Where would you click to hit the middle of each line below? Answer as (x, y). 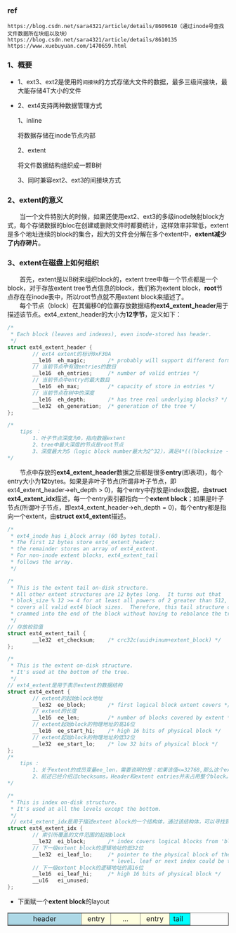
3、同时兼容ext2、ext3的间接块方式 (69, 180)
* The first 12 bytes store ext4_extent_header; (83, 543)
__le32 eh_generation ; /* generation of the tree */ (114, 406)
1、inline (29, 120)
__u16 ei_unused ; (61, 881)
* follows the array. (42, 562)
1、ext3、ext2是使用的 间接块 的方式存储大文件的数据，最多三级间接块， (119, 81)
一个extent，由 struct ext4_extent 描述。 (71, 516)
